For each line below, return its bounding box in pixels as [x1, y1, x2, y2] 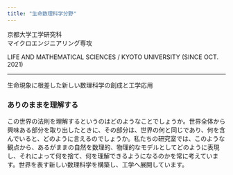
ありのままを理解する [7, 100, 78, 110]
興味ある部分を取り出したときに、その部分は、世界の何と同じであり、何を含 [7, 126, 225, 134]
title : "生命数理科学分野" [7, 10, 77, 17]
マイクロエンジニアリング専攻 [7, 39, 92, 47]
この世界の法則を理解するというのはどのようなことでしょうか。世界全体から [7, 117, 226, 125]
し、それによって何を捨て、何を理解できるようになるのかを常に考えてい [7, 151, 213, 160]
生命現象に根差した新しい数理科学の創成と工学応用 [7, 81, 153, 89]
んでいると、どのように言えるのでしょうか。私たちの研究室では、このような [7, 134, 225, 142]
